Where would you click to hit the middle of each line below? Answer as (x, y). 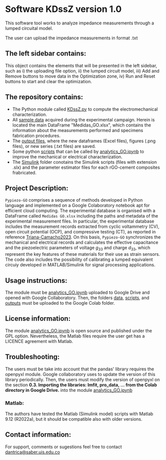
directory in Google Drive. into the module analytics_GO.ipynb (69, 390)
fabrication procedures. (36, 135)
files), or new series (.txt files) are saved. (54, 146)
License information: (38, 319)
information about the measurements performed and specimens (78, 130)
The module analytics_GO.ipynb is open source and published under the (79, 331)
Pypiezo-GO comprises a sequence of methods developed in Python (74, 200)
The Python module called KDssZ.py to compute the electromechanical (85, 109)
